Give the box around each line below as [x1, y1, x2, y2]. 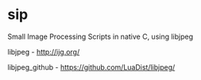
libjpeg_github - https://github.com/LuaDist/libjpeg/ [7, 62, 176, 72]
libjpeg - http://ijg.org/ [7, 47, 80, 56]
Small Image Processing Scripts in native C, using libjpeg [7, 32, 194, 41]
